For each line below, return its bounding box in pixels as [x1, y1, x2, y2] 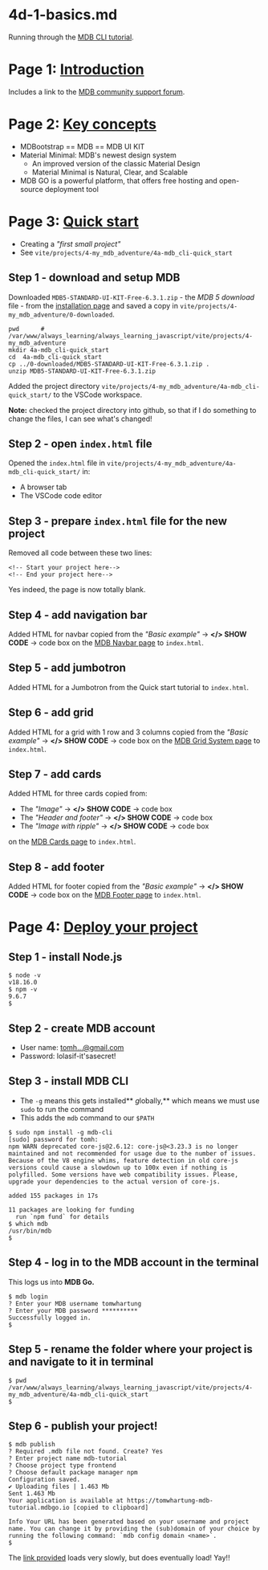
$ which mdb [8, 1220, 48, 1228]
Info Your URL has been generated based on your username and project [8, 1518, 250, 1526]
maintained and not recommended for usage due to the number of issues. [8, 1149, 257, 1158]
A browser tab [19, 482, 67, 492]
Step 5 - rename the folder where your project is [8, 1343, 253, 1356]
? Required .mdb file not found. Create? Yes [8, 1448, 163, 1456]
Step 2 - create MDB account [8, 1021, 156, 1035]
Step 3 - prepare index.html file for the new [8, 514, 227, 528]
